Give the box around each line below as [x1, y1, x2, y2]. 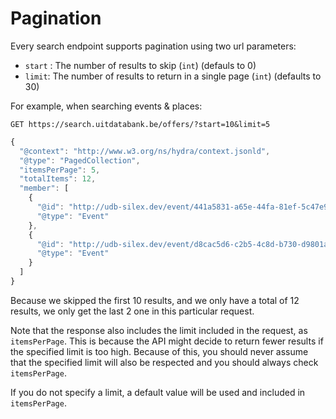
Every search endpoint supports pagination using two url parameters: [10, 40, 297, 52]
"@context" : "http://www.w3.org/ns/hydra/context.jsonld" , [19, 146, 271, 156]
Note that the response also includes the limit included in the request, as [10, 324, 308, 336]
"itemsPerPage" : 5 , [19, 165, 101, 175]
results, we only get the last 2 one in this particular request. [10, 305, 255, 317]
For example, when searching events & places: [10, 100, 203, 112]
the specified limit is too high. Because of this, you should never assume [10, 345, 309, 357]
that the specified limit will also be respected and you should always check [10, 356, 319, 368]
